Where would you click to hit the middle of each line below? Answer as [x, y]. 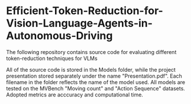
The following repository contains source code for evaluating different [91, 52]
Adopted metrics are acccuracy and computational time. [75, 95]
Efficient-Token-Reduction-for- [85, 11]
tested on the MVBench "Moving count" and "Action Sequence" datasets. [96, 88]
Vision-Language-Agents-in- [79, 23]
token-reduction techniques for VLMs [52, 58]
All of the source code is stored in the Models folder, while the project [91, 69]
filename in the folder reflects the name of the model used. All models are [96, 82]
